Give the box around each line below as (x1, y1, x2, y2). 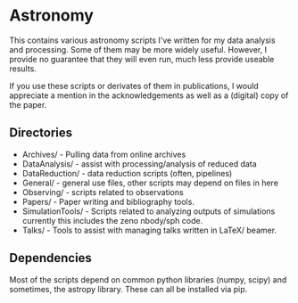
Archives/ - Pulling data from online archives (21, 149, 186, 160)
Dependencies (9, 250, 92, 266)
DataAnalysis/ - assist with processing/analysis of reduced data (21, 158, 257, 169)
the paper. (9, 99, 47, 110)
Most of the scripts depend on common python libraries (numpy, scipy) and (9, 274, 287, 285)
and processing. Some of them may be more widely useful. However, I (9, 44, 268, 54)
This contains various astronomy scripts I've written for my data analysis (9, 35, 276, 45)
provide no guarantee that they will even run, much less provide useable (9, 53, 275, 64)
